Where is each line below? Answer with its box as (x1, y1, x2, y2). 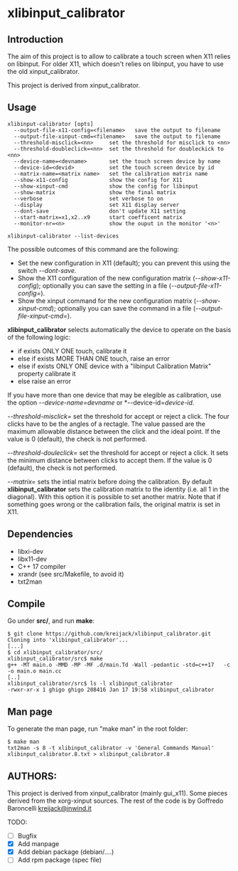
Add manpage (17, 840, 60, 848)
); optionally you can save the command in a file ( (51, 304, 196, 312)
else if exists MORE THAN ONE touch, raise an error (17, 354, 171, 363)
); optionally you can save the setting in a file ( (36, 281, 172, 289)
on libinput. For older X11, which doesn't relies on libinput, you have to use (7, 60, 224, 68)
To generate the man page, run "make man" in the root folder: (7, 725, 188, 733)
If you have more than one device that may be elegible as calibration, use (7, 390, 222, 399)
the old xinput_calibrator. (7, 68, 80, 75)
